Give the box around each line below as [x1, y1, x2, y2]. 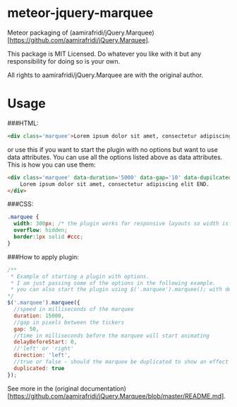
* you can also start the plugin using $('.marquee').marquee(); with [10, 286, 222, 293]
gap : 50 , [13, 325, 39, 333]
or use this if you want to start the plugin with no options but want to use [7, 145, 219, 153]
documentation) [80, 384, 127, 393]
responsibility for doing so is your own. [7, 57, 121, 65]
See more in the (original [7, 384, 79, 393]
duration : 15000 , [13, 312, 65, 319]
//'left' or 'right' [13, 345, 74, 353]
